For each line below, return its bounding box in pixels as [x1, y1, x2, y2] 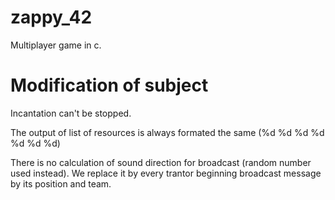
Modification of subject [10, 74, 209, 97]
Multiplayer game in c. [10, 39, 102, 51]
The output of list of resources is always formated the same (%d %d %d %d [10, 126, 325, 138]
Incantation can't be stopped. [10, 107, 132, 119]
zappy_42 [10, 6, 93, 29]
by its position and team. [10, 177, 112, 190]
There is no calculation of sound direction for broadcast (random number [10, 156, 312, 168]
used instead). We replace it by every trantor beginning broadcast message [10, 167, 322, 179]
